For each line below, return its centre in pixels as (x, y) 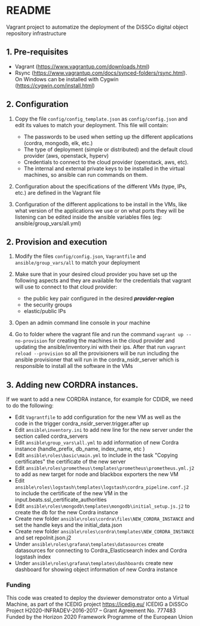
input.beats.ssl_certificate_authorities (61, 500)
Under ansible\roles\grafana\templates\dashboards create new (94, 563)
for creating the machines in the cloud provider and (112, 340)
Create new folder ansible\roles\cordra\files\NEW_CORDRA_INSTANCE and (104, 519)
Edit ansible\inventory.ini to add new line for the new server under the (104, 430)
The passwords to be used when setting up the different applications (108, 136)
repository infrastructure (36, 33)
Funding (19, 585)
